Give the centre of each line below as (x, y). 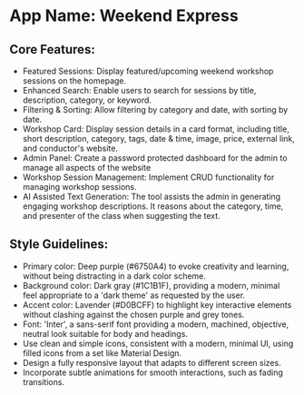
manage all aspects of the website (87, 168)
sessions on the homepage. (74, 81)
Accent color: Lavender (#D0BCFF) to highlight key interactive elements (157, 304)
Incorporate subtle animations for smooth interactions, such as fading (152, 372)
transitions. (44, 381)
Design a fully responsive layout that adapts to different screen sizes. (152, 362)
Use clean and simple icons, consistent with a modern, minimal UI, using (158, 343)
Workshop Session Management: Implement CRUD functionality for (148, 177)
